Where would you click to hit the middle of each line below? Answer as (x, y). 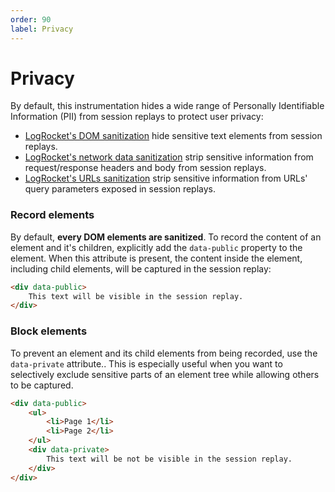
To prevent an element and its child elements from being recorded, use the (164, 353)
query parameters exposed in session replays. (120, 189)
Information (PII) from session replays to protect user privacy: (137, 117)
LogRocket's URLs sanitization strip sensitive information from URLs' (166, 178)
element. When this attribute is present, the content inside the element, (156, 258)
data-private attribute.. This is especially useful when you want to (146, 363)
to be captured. (42, 385)
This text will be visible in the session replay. (136, 296)
